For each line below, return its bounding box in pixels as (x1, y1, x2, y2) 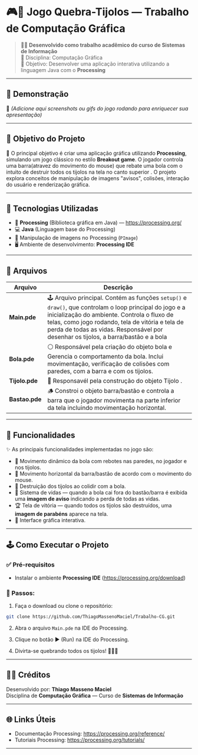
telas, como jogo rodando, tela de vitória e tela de (47, 318, 184, 326)
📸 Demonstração (6, 89, 69, 99)
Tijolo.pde (9, 377, 38, 385)
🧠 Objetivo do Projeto (6, 134, 85, 144)
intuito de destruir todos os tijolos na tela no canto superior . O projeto (6, 168, 177, 175)
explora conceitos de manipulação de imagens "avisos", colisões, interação (6, 174, 190, 181)
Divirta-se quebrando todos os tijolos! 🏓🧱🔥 (14, 647, 118, 654)
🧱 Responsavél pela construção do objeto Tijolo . (47, 377, 183, 385)
